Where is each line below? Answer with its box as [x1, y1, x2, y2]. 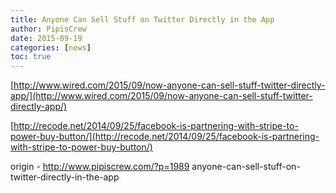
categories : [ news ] [10, 42, 92, 53]
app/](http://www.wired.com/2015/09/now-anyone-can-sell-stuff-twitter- [10, 90, 313, 102]
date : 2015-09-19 [10, 33, 83, 43]
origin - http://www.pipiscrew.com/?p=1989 [10, 161, 190, 173]
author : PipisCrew [10, 24, 87, 34]
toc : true [10, 52, 52, 62]
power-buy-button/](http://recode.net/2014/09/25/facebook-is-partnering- [10, 131, 320, 143]
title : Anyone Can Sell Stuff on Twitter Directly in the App [10, 14, 275, 25]
